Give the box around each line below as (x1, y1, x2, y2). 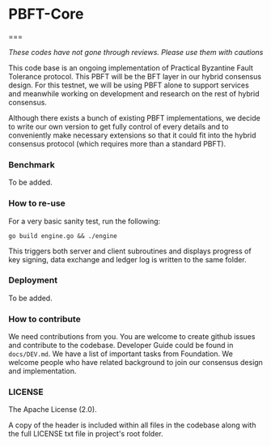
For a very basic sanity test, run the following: (8, 216, 161, 226)
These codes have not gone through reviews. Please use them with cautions (8, 47, 264, 57)
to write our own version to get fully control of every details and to (8, 121, 229, 131)
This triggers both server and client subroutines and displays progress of (8, 246, 252, 256)
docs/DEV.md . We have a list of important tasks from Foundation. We (8, 349, 233, 359)
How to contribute (8, 313, 81, 325)
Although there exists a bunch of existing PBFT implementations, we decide (8, 113, 260, 122)
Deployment (8, 274, 58, 286)
